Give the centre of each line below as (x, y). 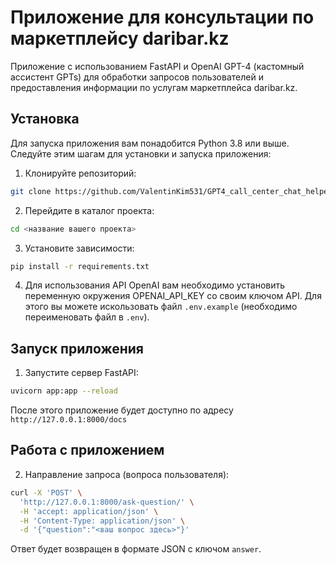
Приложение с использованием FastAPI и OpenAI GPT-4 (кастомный (157, 66)
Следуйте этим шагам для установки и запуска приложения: (141, 153)
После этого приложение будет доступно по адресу (122, 410)
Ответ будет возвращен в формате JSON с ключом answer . (136, 549)
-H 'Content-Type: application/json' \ (102, 521)
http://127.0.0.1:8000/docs (69, 420)
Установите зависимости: (79, 248)
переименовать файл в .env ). (87, 317)
